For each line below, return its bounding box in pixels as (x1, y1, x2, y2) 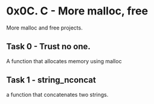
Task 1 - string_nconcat (6, 75, 97, 85)
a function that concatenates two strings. (6, 91, 109, 98)
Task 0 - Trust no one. (6, 41, 91, 52)
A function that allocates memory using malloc (6, 57, 122, 64)
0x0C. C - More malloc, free (6, 4, 149, 18)
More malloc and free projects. (6, 24, 83, 31)
